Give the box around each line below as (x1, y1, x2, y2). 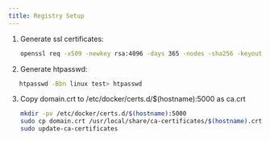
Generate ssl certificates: (19, 34, 104, 44)
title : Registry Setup (8, 11, 85, 20)
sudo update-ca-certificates (19, 125, 118, 133)
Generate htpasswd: (19, 64, 88, 73)
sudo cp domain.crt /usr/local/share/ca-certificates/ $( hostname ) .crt (19, 118, 263, 126)
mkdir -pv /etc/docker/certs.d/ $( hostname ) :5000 (19, 110, 187, 118)
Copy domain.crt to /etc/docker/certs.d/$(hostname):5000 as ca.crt (19, 94, 246, 104)
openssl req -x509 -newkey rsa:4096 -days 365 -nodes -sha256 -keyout (19, 49, 263, 57)
